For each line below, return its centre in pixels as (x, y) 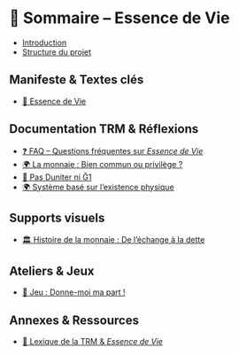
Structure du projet (56, 51)
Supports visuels (57, 217)
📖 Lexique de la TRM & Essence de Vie (93, 341)
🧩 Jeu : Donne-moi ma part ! (73, 292)
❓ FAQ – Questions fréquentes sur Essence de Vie (112, 150)
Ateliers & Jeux (52, 270)
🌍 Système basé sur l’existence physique (98, 187)
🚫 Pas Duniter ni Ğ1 (57, 177)
